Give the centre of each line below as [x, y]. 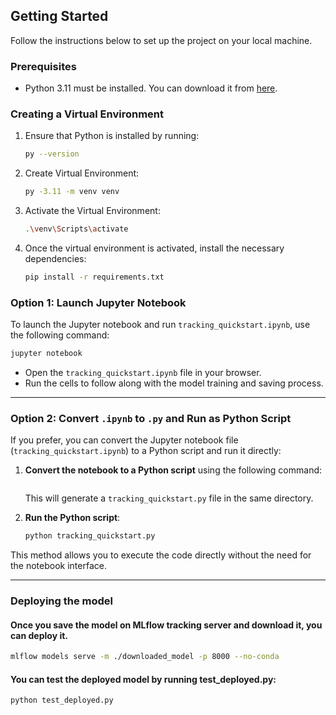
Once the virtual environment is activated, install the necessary [154, 248]
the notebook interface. [58, 566]
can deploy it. [39, 635]
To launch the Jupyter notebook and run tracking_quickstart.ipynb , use [160, 325]
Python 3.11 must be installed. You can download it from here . [151, 88]
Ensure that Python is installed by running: [112, 136]
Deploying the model [62, 601]
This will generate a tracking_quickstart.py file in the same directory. [169, 498]
